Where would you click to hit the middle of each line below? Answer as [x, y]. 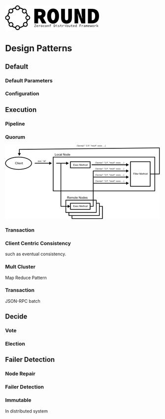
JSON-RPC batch [23, 301]
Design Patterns [39, 49]
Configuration [22, 94]
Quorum [15, 137]
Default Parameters [29, 80]
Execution [21, 110]
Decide [16, 317]
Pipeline [15, 124]
